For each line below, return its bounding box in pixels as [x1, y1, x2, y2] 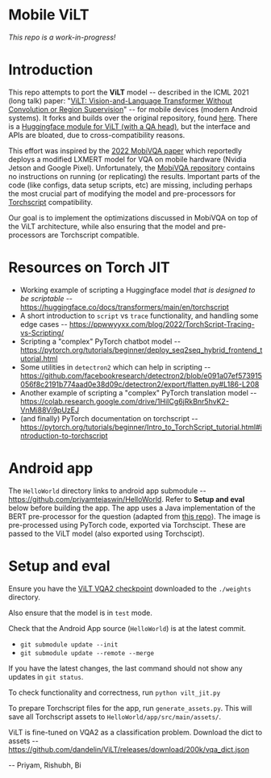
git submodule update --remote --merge [19, 649, 155, 657]
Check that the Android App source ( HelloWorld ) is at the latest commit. [8, 623, 246, 633]
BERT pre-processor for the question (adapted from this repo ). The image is [8, 511, 261, 521]
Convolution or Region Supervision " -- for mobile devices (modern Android [8, 104, 258, 114]
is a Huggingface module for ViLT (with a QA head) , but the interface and [8, 121, 251, 131]
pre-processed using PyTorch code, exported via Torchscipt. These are [8, 520, 246, 529]
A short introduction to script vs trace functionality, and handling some [19, 311, 259, 320]
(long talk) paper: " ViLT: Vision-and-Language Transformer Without [8, 95, 232, 106]
